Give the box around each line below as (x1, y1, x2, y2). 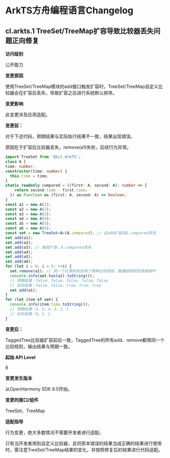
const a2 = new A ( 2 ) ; (5, 207, 52, 212)
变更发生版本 (5, 375, 32, 381)
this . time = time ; (10, 173, 50, 179)
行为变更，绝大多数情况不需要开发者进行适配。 (5, 429, 104, 435)
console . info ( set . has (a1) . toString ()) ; (10, 273, 95, 278)
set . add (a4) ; (5, 249, 33, 255)
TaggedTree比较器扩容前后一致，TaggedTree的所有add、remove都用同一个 (5, 337, 165, 343)
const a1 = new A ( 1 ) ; (5, 202, 52, 207)
